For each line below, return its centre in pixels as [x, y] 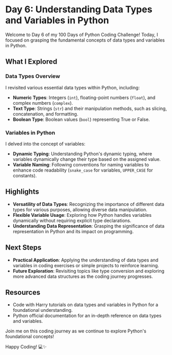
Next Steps [23, 248]
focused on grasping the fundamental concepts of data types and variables [85, 40]
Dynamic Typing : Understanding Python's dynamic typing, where [82, 154]
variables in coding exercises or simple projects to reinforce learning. [86, 265]
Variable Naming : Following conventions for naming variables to [81, 164]
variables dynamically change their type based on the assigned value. [87, 159]
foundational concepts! [30, 337]
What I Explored [31, 62]
